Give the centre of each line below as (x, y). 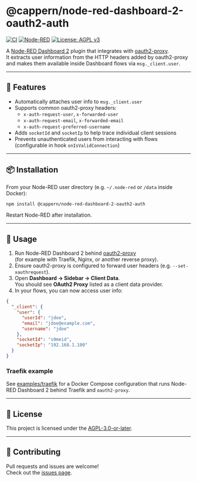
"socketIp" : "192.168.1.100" (52, 345)
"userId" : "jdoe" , (44, 318)
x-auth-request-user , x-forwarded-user (71, 114)
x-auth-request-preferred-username (67, 127)
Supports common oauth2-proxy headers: (65, 107)
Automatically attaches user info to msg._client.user (78, 102)
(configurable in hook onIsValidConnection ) (67, 145)
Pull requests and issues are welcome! (52, 466)
